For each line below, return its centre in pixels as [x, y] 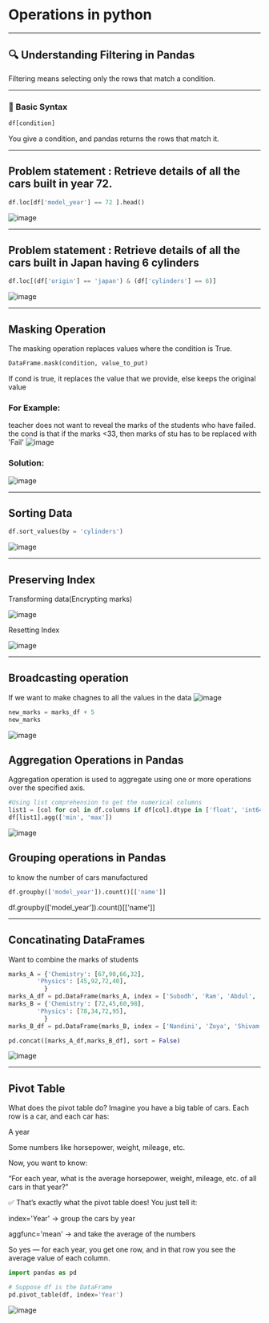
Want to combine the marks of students [73, 959]
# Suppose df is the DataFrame [60, 1288]
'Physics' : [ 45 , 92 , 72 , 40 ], [82, 982]
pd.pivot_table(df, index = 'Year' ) [66, 1295]
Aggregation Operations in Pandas [96, 760]
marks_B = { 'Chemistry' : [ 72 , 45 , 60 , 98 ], [77, 1004]
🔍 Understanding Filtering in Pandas [102, 55]
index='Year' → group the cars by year [72, 1219]
